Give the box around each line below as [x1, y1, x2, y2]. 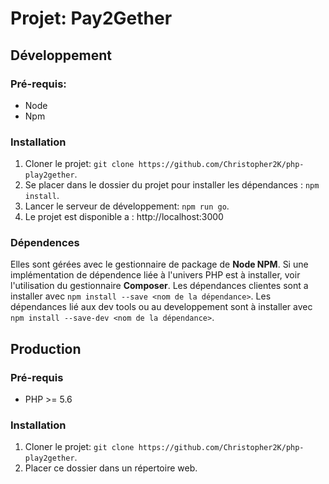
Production [10, 340, 82, 357]
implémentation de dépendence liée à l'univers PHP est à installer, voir [10, 269, 301, 281]
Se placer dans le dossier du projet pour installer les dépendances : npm [24, 179, 320, 191]
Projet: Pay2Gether [10, 7, 173, 30]
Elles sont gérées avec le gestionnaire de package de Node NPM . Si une [10, 258, 309, 271]
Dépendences [10, 236, 80, 250]
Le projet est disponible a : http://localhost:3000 [24, 211, 224, 223]
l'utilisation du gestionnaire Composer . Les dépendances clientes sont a [10, 280, 309, 292]
